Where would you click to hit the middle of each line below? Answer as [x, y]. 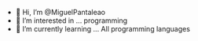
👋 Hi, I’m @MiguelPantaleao [60, 12]
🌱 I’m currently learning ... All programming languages [103, 29]
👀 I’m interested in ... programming [71, 20]
